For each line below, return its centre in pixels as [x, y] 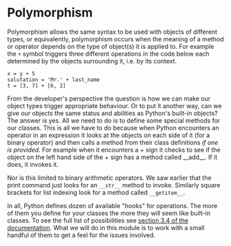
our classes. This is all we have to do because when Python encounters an [113, 127]
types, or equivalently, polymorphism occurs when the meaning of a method [115, 39]
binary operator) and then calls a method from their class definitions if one [113, 142]
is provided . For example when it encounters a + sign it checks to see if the [114, 150]
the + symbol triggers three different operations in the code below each [108, 54]
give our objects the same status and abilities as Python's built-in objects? [113, 113]
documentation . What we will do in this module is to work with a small [106, 227]
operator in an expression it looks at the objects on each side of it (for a [109, 135]
